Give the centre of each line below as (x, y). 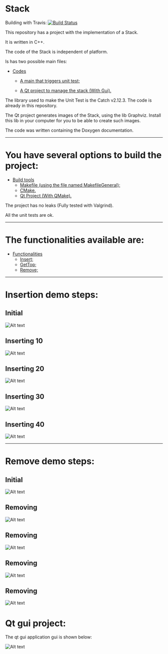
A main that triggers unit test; (50, 81)
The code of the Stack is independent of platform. (57, 52)
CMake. (28, 190)
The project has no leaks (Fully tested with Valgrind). (59, 205)
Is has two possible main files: (36, 61)
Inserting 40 (25, 424)
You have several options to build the (83, 155)
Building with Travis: (26, 23)
